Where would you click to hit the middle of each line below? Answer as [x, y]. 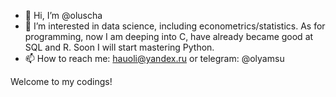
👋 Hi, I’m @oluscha [63, 15]
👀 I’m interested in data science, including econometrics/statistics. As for [175, 26]
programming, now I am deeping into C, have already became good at [169, 36]
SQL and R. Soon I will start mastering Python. [119, 47]
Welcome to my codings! [61, 81]
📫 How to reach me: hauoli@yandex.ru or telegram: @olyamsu [154, 58]
